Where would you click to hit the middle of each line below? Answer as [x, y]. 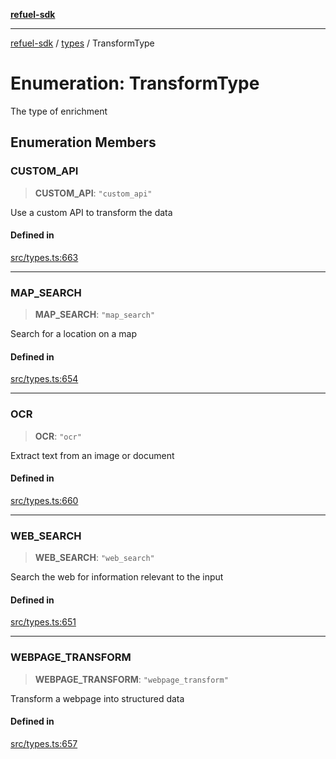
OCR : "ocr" [58, 436]
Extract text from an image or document [92, 455]
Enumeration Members [83, 142]
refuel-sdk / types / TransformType [82, 43]
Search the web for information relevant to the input [117, 577]
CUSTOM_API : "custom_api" [93, 193]
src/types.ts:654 [44, 379]
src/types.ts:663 [44, 257]
